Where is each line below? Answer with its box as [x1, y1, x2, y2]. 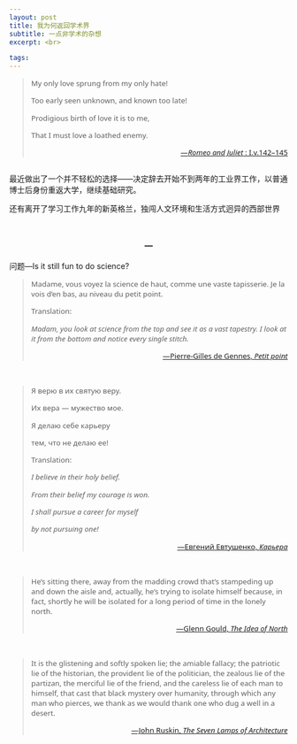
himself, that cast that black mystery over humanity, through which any [30, 687, 277, 699]
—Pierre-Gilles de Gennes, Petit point [162, 350, 288, 361]
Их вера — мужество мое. [30, 403, 124, 414]
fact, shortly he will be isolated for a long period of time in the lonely [30, 595, 267, 607]
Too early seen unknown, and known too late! [30, 95, 187, 106]
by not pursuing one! [30, 524, 99, 535]
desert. [30, 707, 56, 718]
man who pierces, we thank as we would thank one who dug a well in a [30, 697, 276, 709]
